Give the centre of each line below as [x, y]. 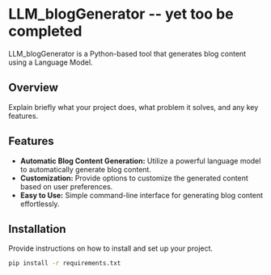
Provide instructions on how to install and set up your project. [110, 248]
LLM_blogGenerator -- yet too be [121, 14]
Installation [37, 228]
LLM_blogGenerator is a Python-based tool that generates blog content [127, 53]
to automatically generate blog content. [86, 169]
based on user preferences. [66, 186]
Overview [34, 88]
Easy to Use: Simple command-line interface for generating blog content [142, 195]
